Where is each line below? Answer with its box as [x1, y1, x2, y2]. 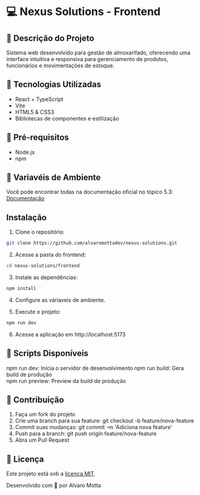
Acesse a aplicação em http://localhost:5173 [15, 330, 126, 338]
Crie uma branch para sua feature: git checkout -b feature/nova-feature [15, 417, 195, 424]
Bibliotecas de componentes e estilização [15, 114, 119, 122]
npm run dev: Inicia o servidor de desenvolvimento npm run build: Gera [6, 364, 184, 372]
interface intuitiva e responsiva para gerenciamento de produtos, [6, 56, 168, 62]
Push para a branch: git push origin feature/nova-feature [15, 430, 157, 438]
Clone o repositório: [15, 228, 65, 236]
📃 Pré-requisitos [6, 133, 69, 143]
